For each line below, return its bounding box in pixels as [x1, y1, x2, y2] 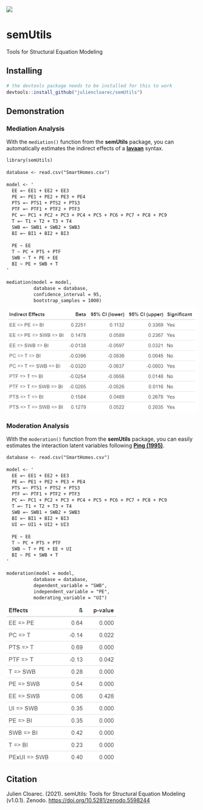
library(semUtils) [6, 157, 53, 164]
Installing [6, 66, 43, 76]
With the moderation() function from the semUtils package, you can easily [6, 435, 193, 443]
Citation [6, 774, 38, 784]
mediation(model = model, [6, 280, 72, 286]
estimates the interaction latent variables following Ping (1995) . [6, 442, 165, 449]
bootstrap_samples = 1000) [33, 298, 102, 304]
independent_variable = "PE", [33, 589, 111, 595]
